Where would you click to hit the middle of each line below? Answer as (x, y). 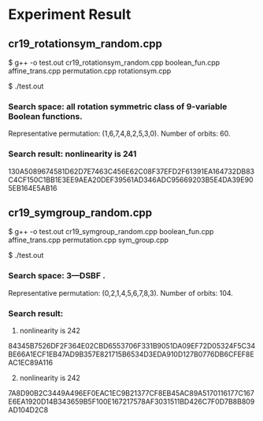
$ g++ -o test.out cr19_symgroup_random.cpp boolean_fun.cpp (111, 232)
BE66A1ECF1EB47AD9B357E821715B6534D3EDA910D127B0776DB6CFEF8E (131, 354)
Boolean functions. (45, 116)
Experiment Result (70, 15)
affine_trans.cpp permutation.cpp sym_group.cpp (89, 240)
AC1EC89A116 (31, 363)
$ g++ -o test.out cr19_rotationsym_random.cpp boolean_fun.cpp (114, 62)
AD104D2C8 (28, 410)
